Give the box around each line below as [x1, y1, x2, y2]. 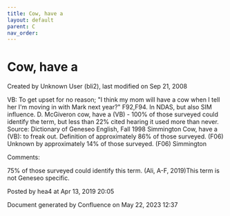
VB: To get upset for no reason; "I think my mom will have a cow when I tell [7, 96, 220, 104]
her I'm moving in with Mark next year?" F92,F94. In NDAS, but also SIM [7, 103, 212, 111]
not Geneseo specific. [7, 174, 70, 182]
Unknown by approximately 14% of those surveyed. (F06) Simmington [7, 140, 207, 148]
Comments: [7, 153, 40, 161]
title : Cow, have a [7, 10, 64, 17]
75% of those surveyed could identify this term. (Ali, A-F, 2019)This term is [7, 167, 220, 175]
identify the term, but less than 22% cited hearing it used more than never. [7, 118, 219, 126]
